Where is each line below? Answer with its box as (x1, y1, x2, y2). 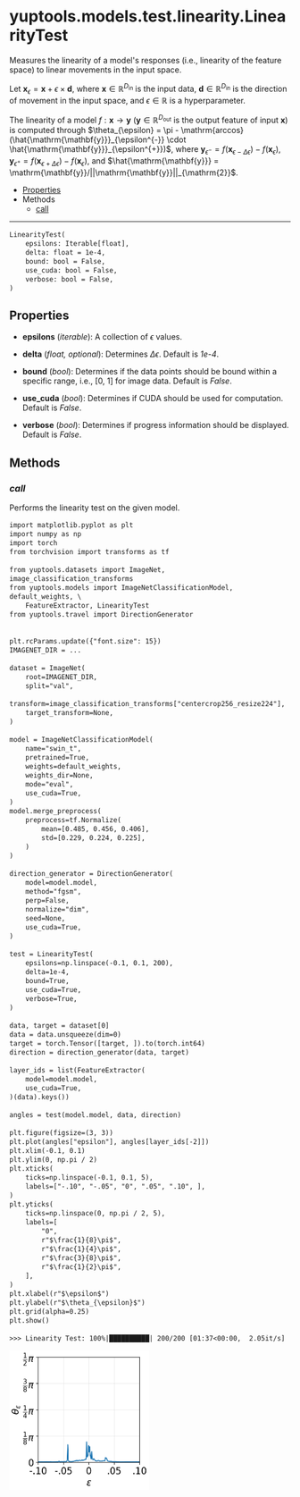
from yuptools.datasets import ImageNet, (9, 566, 166, 575)
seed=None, (25, 914, 66, 923)
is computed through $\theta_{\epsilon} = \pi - (9, 125, 179, 136)
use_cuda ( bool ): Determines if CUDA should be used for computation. (21, 393, 284, 404)
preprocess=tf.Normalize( (25, 816, 122, 825)
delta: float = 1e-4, (25, 248, 105, 257)
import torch (9, 539, 58, 548)
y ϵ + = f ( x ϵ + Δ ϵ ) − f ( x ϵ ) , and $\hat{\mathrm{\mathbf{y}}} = (9, 155, 220, 168)
